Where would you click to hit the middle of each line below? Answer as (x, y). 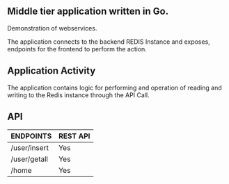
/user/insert (30, 148)
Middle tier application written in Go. (88, 11)
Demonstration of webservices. (52, 28)
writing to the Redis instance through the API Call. (78, 95)
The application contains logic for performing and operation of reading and (114, 87)
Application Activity (52, 71)
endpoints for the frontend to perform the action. (77, 49)
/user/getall (30, 159)
